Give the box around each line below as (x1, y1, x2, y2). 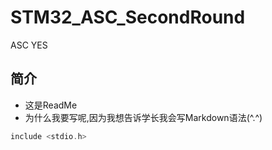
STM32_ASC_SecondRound (10, 6, 246, 29)
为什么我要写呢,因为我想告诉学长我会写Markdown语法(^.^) (24, 111, 263, 123)
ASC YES (10, 39, 48, 51)
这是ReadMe (24, 99, 78, 111)
